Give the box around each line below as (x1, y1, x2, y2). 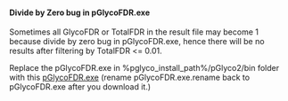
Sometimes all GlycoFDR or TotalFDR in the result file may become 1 (9, 27, 259, 37)
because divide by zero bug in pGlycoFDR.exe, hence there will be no (9, 36, 265, 47)
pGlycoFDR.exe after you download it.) (9, 82, 152, 92)
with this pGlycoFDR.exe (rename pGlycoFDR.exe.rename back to (9, 72, 251, 83)
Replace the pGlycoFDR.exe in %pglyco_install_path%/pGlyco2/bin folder (9, 63, 280, 74)
